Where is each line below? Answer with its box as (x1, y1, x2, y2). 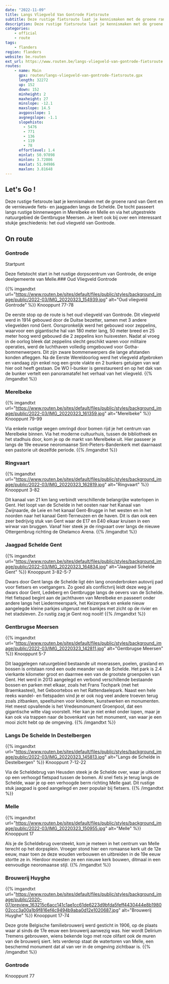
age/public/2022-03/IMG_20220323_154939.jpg (5, 296, 106, 302)
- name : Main (14, 68, 42, 73)
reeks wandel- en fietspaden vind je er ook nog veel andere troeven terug (5, 693, 158, 699)
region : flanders (5, 49, 42, 54)
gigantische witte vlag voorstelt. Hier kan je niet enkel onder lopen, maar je (5, 709, 160, 715)
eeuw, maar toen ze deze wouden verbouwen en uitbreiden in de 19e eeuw (5, 851, 161, 857)
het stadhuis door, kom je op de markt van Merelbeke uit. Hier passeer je (5, 436, 156, 442)
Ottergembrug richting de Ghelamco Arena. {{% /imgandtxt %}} (5, 529, 137, 535)
